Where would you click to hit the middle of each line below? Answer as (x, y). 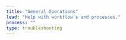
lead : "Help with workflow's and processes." (63, 17)
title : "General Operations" (42, 11)
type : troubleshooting (34, 28)
